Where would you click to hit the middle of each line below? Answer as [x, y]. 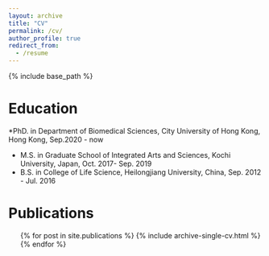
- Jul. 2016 [38, 180]
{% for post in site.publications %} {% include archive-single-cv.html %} [140, 235]
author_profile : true [45, 38]
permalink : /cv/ [35, 31]
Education [43, 109]
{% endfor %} [43, 244]
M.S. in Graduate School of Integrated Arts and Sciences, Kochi [125, 155]
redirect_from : [34, 46]
